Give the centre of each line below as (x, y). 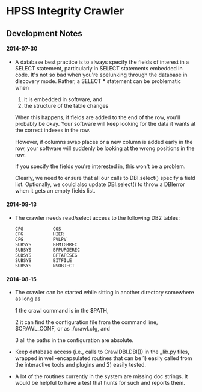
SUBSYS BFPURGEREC (47, 250)
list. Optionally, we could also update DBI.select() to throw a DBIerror (100, 184)
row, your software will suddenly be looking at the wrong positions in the (105, 148)
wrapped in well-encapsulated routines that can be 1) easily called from (103, 358)
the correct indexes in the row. (53, 130)
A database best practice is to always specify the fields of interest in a (102, 62)
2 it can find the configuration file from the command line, (86, 322)
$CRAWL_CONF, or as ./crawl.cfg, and (62, 329)
